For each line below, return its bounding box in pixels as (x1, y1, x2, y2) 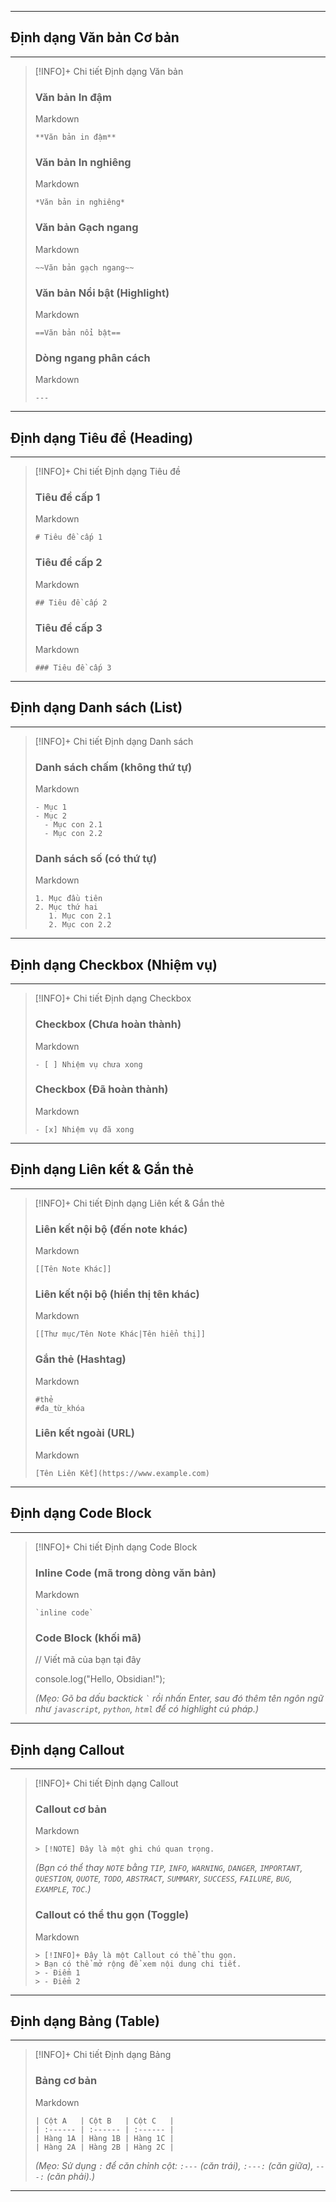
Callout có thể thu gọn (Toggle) (34, 1908, 190, 1922)
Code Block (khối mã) (34, 1631, 142, 1645)
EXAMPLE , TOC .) (34, 1883, 92, 1895)
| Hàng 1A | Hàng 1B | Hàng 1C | (34, 2133, 175, 2143)
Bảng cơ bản (34, 2074, 98, 2088)
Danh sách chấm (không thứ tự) (34, 760, 193, 774)
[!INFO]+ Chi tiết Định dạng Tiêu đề (34, 466, 181, 478)
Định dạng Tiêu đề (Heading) (10, 429, 194, 446)
